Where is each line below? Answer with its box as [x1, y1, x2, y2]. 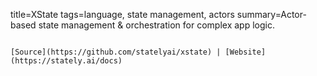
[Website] [224, 47, 267, 57]
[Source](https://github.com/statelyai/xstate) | [10, 47, 222, 57]
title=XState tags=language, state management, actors [10, 9, 235, 20]
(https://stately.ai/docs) [10, 56, 123, 66]
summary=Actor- [236, 9, 307, 20]
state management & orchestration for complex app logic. [38, 19, 275, 31]
